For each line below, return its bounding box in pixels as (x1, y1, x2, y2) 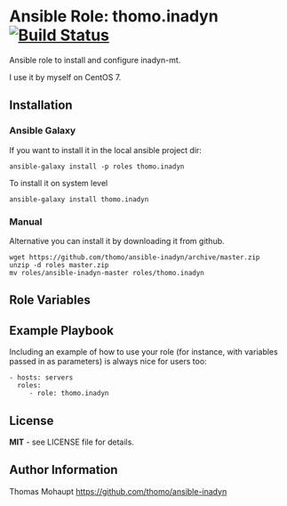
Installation (9, 98, 73, 113)
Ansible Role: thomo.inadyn (9, 6, 219, 27)
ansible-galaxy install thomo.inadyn (9, 194, 149, 204)
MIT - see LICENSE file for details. (9, 437, 135, 447)
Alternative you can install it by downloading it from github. (9, 235, 225, 246)
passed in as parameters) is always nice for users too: (9, 356, 207, 367)
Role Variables (9, 292, 91, 308)
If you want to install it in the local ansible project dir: (9, 144, 203, 155)
